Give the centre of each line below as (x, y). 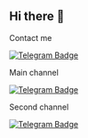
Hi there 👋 (37, 16)
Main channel (34, 72)
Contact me (31, 37)
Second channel (39, 107)
